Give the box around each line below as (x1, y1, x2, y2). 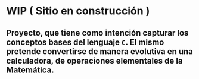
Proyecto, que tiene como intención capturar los (6, 28, 189, 38)
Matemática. (6, 65, 55, 75)
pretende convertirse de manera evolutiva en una (6, 46, 194, 56)
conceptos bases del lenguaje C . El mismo (6, 37, 164, 47)
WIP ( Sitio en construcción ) (6, 4, 150, 18)
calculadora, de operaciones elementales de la (6, 55, 183, 66)
